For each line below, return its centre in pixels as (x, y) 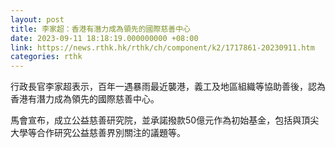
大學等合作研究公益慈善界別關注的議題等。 (98, 133)
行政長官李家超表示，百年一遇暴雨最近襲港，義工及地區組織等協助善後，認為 (168, 87)
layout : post (37, 19)
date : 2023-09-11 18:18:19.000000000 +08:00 (104, 38)
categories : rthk (46, 57)
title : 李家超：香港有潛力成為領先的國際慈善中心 (100, 29)
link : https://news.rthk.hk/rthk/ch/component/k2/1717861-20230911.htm (162, 47)
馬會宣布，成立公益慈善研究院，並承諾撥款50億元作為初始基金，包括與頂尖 (165, 120)
